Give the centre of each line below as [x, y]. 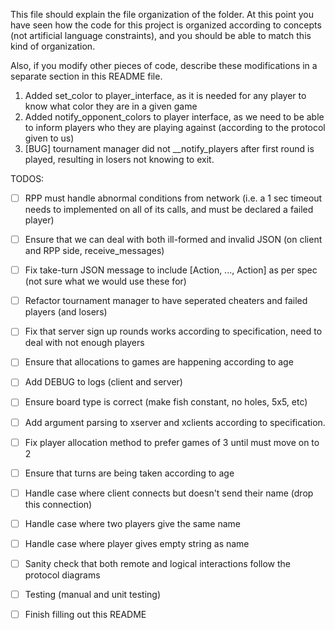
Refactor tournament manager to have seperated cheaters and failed [166, 301]
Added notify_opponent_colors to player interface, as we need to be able [174, 117]
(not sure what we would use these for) [105, 281]
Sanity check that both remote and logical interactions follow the [157, 563]
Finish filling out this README [85, 614]
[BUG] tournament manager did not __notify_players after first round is [169, 148]
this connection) [58, 504]
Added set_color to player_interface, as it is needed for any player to [165, 95]
